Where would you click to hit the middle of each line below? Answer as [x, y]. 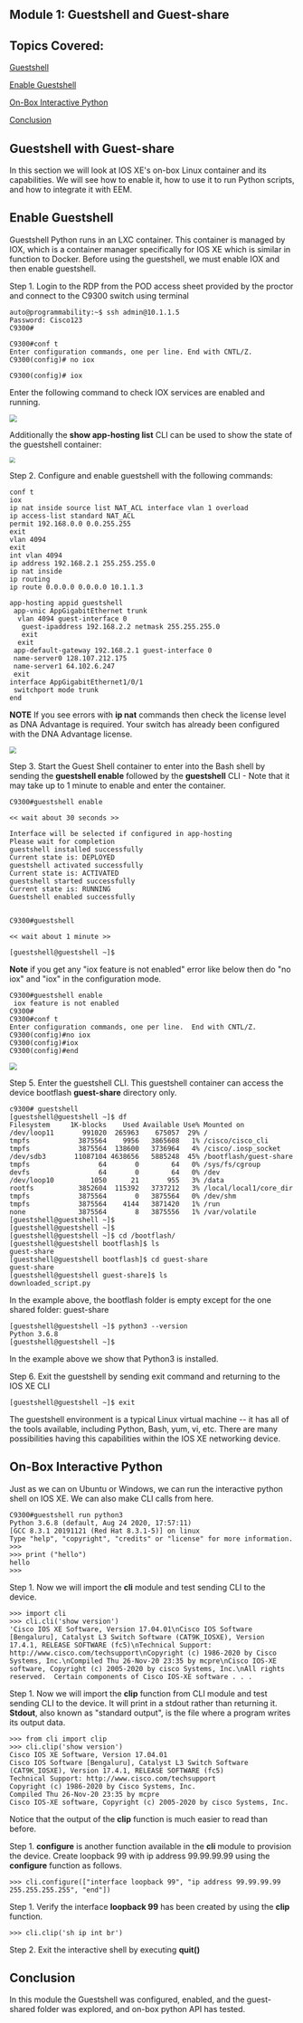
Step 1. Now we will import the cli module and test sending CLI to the [137, 1587]
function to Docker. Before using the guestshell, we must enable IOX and [145, 259]
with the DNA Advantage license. [71, 734]
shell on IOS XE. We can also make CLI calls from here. [112, 1498]
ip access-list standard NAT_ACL [72, 516]
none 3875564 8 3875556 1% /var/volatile [133, 1211]
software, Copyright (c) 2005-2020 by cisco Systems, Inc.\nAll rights [147, 1668]
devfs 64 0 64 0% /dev [115, 1172]
